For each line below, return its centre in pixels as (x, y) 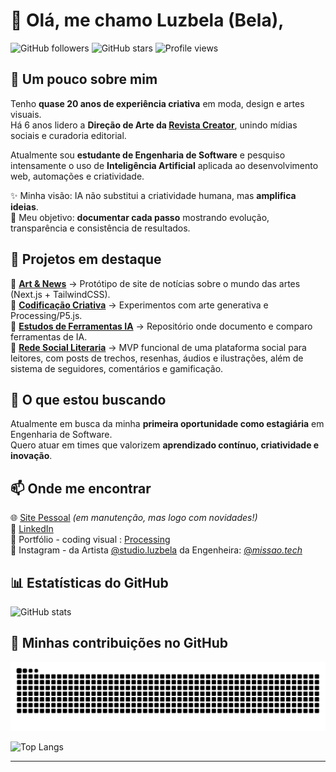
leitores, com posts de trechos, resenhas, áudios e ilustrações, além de (157, 358)
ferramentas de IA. (49, 336)
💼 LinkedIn (32, 529)
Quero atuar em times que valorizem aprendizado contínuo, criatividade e (165, 445)
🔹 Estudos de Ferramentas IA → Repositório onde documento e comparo (161, 326)
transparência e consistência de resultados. (100, 228)
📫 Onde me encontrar (81, 488)
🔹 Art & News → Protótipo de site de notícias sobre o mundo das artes (155, 283)
